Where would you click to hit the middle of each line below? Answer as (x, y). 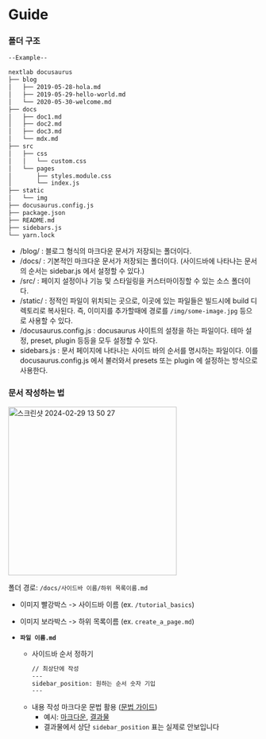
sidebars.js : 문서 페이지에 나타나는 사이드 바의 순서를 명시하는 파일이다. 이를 (139, 351)
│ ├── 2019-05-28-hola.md (55, 88)
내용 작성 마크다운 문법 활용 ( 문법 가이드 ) (94, 707)
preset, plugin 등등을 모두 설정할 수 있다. (94, 340)
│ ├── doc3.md (35, 132)
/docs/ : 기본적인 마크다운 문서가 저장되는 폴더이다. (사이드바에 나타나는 (131, 261)
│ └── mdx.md (33, 139)
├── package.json (37, 212)
